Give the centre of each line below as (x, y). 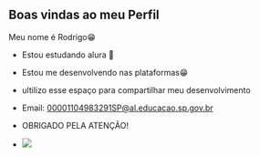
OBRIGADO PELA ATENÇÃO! (75, 125)
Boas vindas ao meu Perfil (84, 15)
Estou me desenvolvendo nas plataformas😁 (105, 72)
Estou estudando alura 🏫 (68, 55)
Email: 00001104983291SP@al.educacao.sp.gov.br (117, 108)
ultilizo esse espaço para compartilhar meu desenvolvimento (136, 89)
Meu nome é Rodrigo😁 (52, 37)
